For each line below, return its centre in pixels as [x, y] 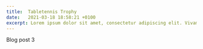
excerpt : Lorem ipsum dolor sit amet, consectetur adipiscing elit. [94, 23]
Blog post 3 [21, 40]
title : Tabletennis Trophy [42, 12]
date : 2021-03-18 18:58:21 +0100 [51, 17]
